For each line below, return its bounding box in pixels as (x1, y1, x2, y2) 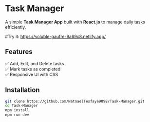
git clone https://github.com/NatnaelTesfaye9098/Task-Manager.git (5, 99, 145, 104)
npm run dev (5, 112, 29, 117)
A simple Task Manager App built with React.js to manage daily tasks (5, 19, 145, 25)
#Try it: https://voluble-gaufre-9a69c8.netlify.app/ (5, 34, 106, 39)
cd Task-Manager (5, 103, 38, 108)
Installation (5, 86, 40, 94)
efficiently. (5, 24, 26, 30)
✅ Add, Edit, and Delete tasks (5, 60, 64, 66)
